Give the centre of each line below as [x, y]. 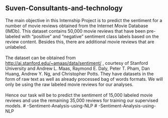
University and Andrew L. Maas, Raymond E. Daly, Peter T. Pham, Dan [77, 68]
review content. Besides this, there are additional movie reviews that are [80, 42]
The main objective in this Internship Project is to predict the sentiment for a [84, 20]
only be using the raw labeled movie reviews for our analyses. [69, 84]
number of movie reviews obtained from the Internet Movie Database [77, 26]
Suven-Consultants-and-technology [64, 8]
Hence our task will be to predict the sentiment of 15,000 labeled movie [79, 95]
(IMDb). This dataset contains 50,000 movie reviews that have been [75, 31]
